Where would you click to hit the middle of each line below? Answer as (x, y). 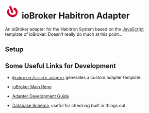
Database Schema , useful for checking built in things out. (69, 106)
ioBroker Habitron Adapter (76, 16)
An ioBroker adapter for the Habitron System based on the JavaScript (74, 29)
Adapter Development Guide (41, 96)
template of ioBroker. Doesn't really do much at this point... (64, 34)
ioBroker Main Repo (32, 87)
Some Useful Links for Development (61, 66)
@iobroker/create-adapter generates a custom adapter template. (77, 78)
